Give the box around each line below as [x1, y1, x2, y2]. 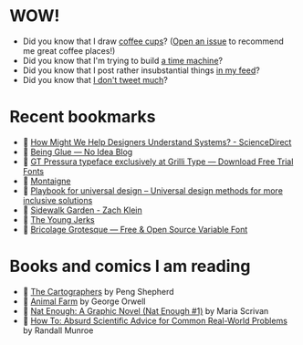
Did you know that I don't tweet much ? [22, 74, 169, 85]
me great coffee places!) [22, 45, 116, 56]
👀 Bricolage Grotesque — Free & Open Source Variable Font [22, 224, 248, 235]
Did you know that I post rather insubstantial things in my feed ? [22, 65, 260, 76]
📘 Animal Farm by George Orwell [22, 296, 146, 307]
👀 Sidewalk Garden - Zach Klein [22, 204, 143, 215]
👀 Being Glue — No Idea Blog [22, 146, 133, 157]
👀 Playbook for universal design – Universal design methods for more [22, 184, 283, 196]
